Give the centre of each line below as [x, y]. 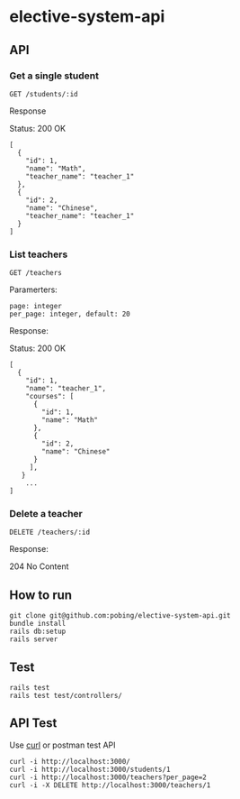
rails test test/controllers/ [66, 696]
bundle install [38, 624]
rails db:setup [38, 632]
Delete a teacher [46, 514]
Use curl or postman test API [62, 745]
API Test [33, 723]
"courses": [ [50, 397]
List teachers [39, 254]
